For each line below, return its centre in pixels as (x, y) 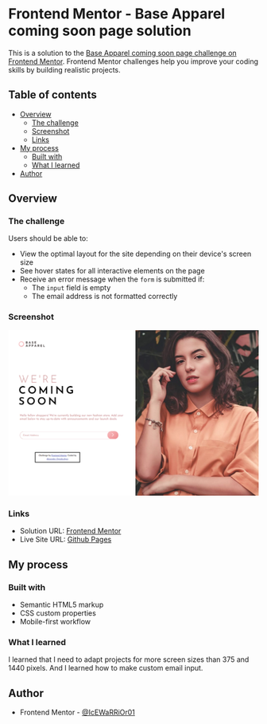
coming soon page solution (100, 31)
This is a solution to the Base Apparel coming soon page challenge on (122, 53)
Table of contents (52, 95)
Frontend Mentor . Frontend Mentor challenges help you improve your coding (133, 61)
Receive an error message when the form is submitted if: (112, 279)
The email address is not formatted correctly (104, 297)
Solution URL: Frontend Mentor (70, 531)
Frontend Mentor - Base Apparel (117, 14)
